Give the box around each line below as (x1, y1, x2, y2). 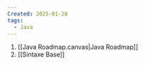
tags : (7, 17, 23, 24)
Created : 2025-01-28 (7, 10, 69, 18)
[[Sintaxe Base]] (17, 50, 65, 59)
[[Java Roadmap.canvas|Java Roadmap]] (17, 43, 139, 52)
